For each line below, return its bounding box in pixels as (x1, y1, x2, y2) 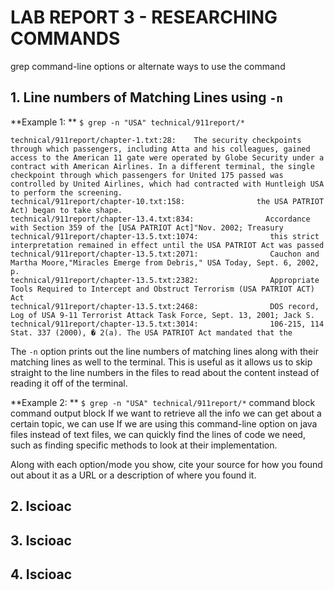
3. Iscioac (10, 532, 72, 549)
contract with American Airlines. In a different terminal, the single (10, 161, 315, 171)
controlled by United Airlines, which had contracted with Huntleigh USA (10, 179, 325, 189)
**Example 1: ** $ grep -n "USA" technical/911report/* (10, 116, 245, 128)
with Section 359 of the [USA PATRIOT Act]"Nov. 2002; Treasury (10, 222, 284, 233)
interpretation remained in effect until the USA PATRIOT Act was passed (10, 240, 325, 250)
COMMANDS (10, 27, 121, 50)
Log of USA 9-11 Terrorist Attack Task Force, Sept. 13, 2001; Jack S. (10, 310, 315, 320)
